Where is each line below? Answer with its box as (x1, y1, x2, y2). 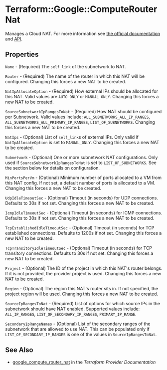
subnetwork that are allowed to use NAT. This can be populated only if (5, 326, 150, 332)
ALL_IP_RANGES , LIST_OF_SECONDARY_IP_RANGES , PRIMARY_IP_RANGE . (5, 311, 137, 317)
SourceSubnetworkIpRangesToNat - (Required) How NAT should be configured (5, 108, 162, 114)
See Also (5, 346, 33, 355)
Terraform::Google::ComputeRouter (5, 3, 158, 15)
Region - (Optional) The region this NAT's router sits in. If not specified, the (5, 285, 159, 291)
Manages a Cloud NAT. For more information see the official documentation (5, 30, 161, 36)
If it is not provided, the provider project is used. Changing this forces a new (5, 270, 162, 276)
